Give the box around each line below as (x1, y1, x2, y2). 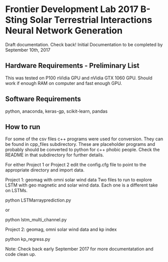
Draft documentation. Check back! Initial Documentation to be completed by (5, 41, 163, 47)
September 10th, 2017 (5, 47, 51, 53)
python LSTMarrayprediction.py (5, 197, 71, 203)
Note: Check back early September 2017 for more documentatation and (5, 246, 153, 252)
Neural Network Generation (5, 25, 123, 36)
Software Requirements (5, 95, 81, 104)
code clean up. (5, 251, 36, 257)
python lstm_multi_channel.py (5, 217, 67, 223)
